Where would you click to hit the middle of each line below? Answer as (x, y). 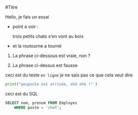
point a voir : (25, 26)
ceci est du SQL (22, 93)
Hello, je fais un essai (27, 17)
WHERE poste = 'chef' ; (38, 107)
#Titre (12, 7)
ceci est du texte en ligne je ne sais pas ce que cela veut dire (69, 75)
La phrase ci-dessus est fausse (45, 65)
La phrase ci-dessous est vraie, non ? (51, 55)
